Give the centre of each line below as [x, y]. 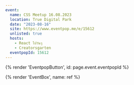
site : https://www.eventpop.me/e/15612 [52, 29]
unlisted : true [26, 34]
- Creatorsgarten [33, 48]
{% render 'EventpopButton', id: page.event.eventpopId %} [67, 67]
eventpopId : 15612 [30, 52]
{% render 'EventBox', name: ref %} [43, 77]
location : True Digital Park [41, 19]
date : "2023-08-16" [31, 24]
